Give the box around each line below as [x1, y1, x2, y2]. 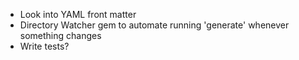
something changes [19, 30, 102, 41]
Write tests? [19, 40, 70, 52]
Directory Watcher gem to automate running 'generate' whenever [19, 19, 290, 31]
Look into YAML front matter [19, 9, 137, 20]
